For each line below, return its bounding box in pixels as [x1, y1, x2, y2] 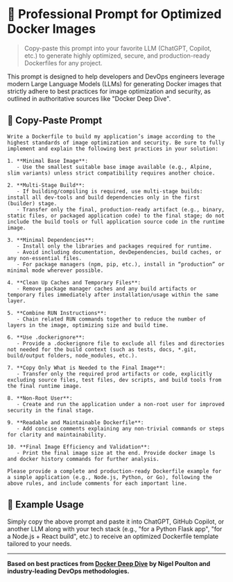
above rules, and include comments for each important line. [7, 480, 188, 487]
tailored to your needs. [7, 539, 72, 548]
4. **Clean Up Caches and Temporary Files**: [7, 279, 141, 286]
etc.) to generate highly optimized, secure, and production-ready [24, 51, 210, 60]
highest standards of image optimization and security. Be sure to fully [7, 139, 225, 146]
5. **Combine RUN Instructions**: [7, 309, 107, 316]
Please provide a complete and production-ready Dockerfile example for [7, 467, 222, 475]
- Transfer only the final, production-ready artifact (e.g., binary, [16, 206, 225, 213]
